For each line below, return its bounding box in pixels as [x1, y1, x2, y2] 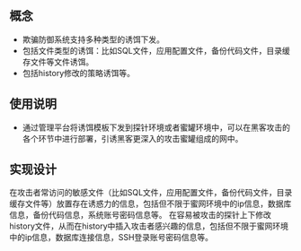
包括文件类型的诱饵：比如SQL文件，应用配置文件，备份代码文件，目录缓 [22, 45, 290, 56]
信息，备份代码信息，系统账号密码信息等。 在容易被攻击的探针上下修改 [9, 210, 271, 221]
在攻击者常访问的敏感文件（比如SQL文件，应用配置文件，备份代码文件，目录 [9, 187, 293, 198]
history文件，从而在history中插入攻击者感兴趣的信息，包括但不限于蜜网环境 [9, 221, 289, 231]
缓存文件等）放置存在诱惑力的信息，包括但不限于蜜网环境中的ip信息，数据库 [9, 198, 292, 209]
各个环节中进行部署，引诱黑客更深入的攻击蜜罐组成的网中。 [22, 133, 243, 143]
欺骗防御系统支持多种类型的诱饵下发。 [22, 34, 164, 45]
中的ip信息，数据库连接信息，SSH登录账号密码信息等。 [9, 232, 214, 243]
